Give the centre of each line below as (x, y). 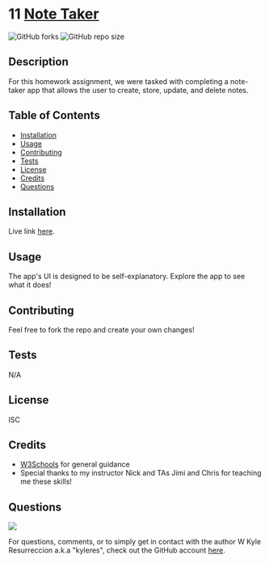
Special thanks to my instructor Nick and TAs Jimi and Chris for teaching (141, 473)
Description (38, 62)
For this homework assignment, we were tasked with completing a (118, 81)
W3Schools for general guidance (75, 464)
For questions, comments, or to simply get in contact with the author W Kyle (134, 542)
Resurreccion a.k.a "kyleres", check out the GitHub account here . (117, 550)
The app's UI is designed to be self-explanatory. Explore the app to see (127, 277)
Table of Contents (55, 115)
